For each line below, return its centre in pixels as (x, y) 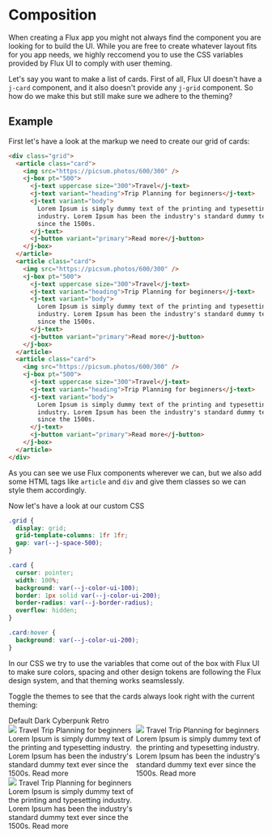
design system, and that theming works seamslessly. (96, 680)
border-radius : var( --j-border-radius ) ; (85, 603)
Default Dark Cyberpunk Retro (59, 720)
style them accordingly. (47, 490)
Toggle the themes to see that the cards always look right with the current (132, 696)
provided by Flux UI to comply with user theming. (90, 63)
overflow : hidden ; (47, 611)
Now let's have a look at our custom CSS (76, 506)
